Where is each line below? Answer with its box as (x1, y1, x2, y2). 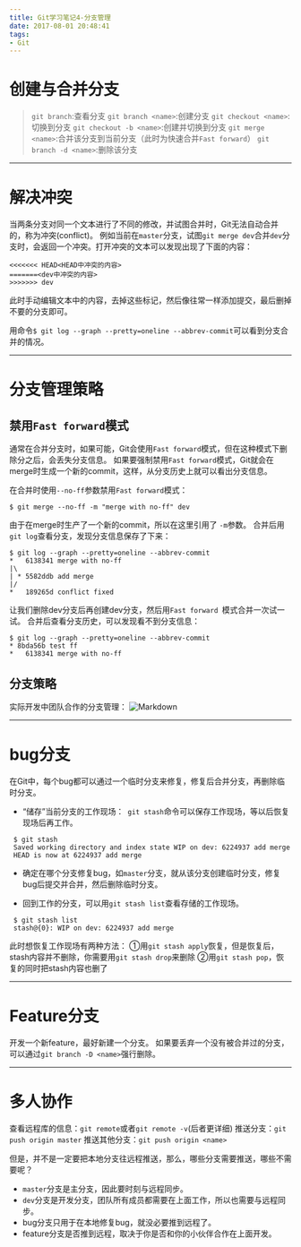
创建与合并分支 (9, 80, 120, 99)
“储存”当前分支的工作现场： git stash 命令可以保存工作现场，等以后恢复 (21, 805, 289, 816)
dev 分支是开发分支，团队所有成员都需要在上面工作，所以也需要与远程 (21, 1194, 279, 1205)
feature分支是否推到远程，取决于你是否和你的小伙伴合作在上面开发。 (21, 1228, 277, 1239)
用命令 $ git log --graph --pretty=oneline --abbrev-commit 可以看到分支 (9, 325, 280, 336)
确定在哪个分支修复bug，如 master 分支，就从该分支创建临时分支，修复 (21, 867, 281, 878)
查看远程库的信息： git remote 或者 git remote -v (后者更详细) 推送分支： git (9, 1122, 287, 1133)
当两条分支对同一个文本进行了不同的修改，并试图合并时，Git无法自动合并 (9, 219, 279, 229)
